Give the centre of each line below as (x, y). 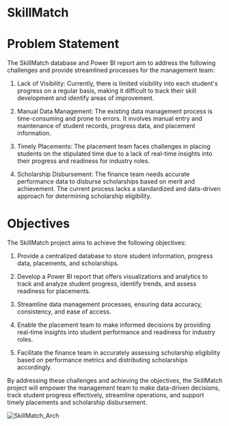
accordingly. (35, 367)
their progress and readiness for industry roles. (83, 161)
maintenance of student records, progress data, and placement (106, 126)
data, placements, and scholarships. (68, 263)
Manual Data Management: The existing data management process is (115, 112)
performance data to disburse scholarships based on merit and (106, 181)
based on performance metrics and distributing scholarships (102, 360)
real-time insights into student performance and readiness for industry (116, 332)
